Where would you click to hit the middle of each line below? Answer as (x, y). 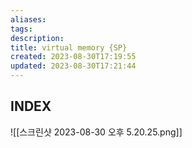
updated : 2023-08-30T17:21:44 (73, 66)
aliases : (28, 19)
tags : (21, 29)
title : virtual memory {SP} (69, 47)
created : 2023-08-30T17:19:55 (73, 57)
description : (37, 38)
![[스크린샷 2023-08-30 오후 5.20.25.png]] (96, 132)
